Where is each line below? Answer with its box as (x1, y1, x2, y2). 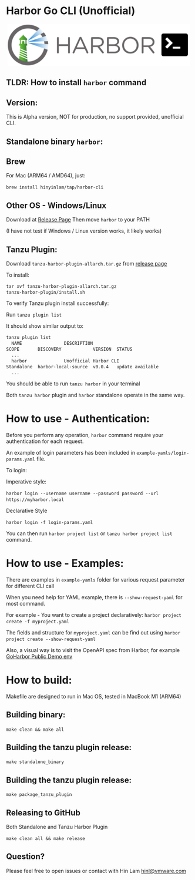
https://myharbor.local (6, 496, 65, 503)
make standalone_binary (6, 759, 65, 765)
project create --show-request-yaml (6, 636, 96, 642)
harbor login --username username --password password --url (6, 491, 159, 496)
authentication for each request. (6, 438, 84, 445)
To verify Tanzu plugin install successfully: (6, 300, 109, 307)
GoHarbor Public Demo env (6, 653, 73, 660)
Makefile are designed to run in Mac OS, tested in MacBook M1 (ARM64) (6, 693, 181, 700)
